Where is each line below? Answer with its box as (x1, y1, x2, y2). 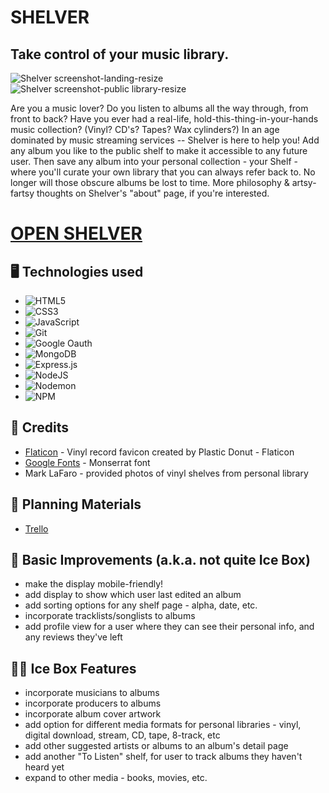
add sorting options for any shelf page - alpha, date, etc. (24, 599, 258, 611)
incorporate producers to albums (24, 697, 162, 710)
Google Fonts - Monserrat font (24, 456, 151, 468)
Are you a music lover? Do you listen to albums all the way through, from (10, 102, 309, 114)
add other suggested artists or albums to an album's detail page (24, 740, 289, 752)
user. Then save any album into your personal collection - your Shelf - (10, 156, 298, 167)
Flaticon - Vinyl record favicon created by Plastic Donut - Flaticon (24, 446, 295, 458)
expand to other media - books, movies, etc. (24, 772, 208, 784)
